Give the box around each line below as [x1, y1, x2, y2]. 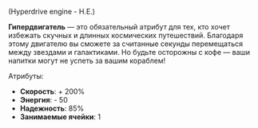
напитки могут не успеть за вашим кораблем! [8, 56, 166, 65]
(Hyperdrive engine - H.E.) [8, 7, 96, 16]
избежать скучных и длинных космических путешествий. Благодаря [8, 31, 244, 40]
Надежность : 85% [19, 103, 85, 113]
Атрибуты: [8, 72, 44, 80]
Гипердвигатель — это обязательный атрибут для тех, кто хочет [8, 22, 230, 31]
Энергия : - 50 [19, 95, 68, 104]
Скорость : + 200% [19, 87, 85, 96]
